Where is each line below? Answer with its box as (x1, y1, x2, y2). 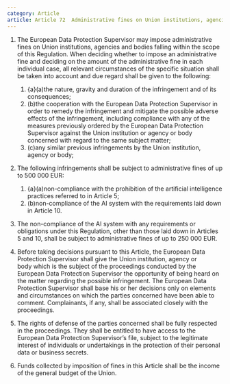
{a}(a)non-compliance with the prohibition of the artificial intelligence (27, 184, 222, 193)
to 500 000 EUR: (16, 171, 64, 179)
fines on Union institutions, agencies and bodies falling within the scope (16, 43, 220, 51)
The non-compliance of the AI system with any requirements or (16, 219, 196, 228)
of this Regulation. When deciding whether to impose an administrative (16, 49, 217, 58)
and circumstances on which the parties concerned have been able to (16, 291, 215, 299)
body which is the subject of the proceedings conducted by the (16, 262, 196, 270)
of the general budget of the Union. (16, 368, 117, 377)
